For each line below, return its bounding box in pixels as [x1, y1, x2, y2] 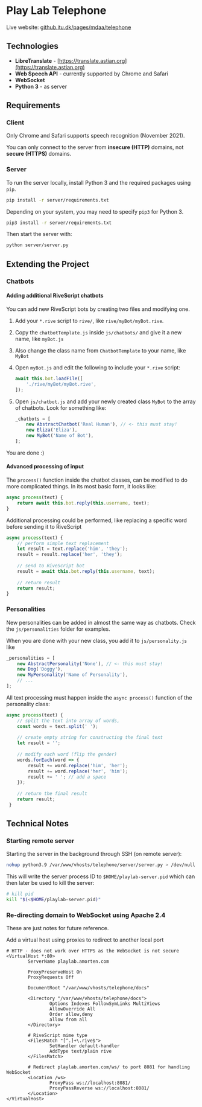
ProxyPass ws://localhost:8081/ [49, 1080, 131, 1086]
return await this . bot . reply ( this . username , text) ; [17, 500, 150, 506]
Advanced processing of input [6, 463, 84, 470]
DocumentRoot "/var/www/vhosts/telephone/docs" [28, 985, 150, 991]
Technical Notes [6, 818, 69, 829]
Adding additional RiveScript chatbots [6, 292, 104, 299]
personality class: [6, 700, 50, 707]
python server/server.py [6, 242, 69, 248]
